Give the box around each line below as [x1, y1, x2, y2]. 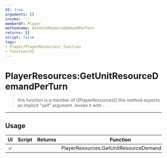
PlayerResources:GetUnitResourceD [5, 70, 159, 81]
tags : [5, 40, 16, 45]
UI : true [5, 7, 23, 12]
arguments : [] [5, 12, 35, 17]
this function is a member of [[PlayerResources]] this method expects [17, 97, 160, 103]
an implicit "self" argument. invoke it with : [17, 102, 105, 108]
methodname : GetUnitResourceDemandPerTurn [5, 26, 94, 31]
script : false [5, 35, 35, 40]
